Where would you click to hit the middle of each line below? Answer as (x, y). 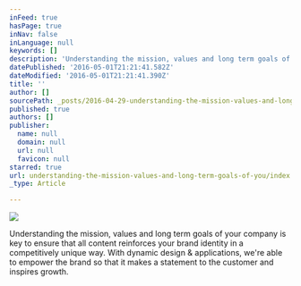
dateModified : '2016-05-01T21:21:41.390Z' (90, 76)
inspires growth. (39, 272)
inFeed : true (34, 17)
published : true (39, 109)
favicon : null (43, 159)
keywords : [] (34, 51)
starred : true (36, 167)
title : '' (28, 84)
